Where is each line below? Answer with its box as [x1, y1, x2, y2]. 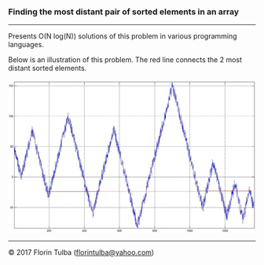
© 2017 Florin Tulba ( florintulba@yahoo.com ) [8, 247, 155, 257]
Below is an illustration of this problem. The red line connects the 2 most [8, 55, 242, 64]
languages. [8, 40, 45, 50]
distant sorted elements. [8, 64, 87, 73]
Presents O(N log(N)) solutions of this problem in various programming [8, 31, 237, 41]
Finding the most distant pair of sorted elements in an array [8, 6, 240, 17]
